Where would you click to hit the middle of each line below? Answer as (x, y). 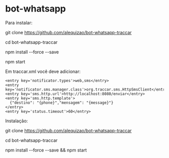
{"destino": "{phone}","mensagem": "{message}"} (62, 103)
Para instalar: (19, 23)
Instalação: (17, 121)
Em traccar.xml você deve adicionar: (43, 71)
